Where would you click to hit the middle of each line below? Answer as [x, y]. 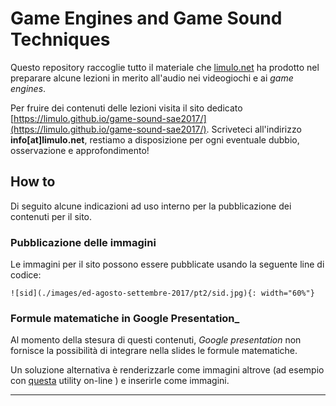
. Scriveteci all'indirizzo [254, 129]
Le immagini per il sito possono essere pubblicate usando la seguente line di [167, 264]
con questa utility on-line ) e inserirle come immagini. [120, 381]
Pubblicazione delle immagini [83, 242]
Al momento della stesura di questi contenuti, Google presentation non [156, 340]
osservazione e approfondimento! [80, 150]
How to [33, 182]
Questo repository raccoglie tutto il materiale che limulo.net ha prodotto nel [165, 67]
